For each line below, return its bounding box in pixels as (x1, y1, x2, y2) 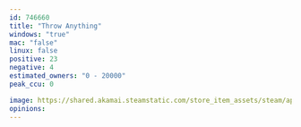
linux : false (9, 47, 58, 55)
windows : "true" (9, 30, 70, 38)
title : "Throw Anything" (9, 21, 102, 30)
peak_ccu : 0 (9, 80, 54, 89)
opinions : (9, 104, 47, 113)
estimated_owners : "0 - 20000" (9, 72, 126, 80)
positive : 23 (9, 55, 58, 63)
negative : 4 (9, 63, 54, 72)
